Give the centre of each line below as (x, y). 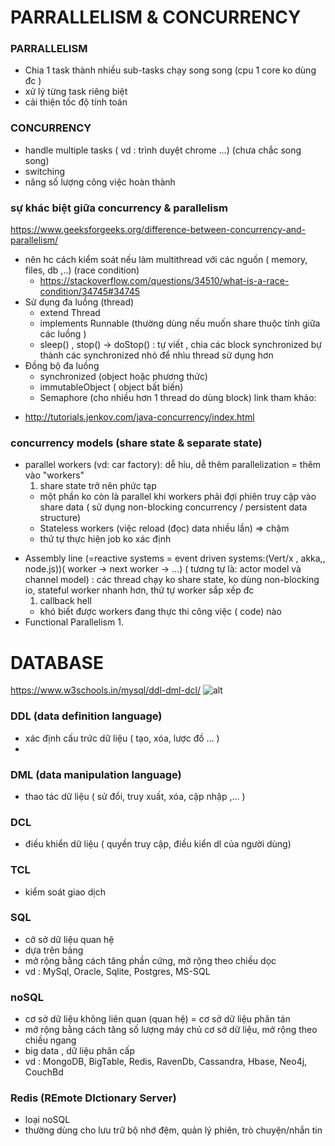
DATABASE (57, 662)
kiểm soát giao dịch (65, 892)
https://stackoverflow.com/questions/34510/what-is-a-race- (164, 281)
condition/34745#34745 (90, 292)
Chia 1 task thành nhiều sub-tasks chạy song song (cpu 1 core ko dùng (170, 70)
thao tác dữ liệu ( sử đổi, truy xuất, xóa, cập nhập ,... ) (135, 796)
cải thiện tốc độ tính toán (76, 102)
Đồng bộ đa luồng (62, 366)
